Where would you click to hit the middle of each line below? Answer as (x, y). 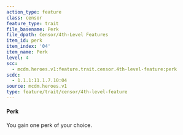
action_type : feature (34, 12)
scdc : (13, 75)
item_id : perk (25, 40)
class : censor (25, 18)
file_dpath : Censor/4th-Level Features (57, 35)
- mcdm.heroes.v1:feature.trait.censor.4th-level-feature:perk (94, 69)
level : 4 (18, 58)
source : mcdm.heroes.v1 (37, 87)
